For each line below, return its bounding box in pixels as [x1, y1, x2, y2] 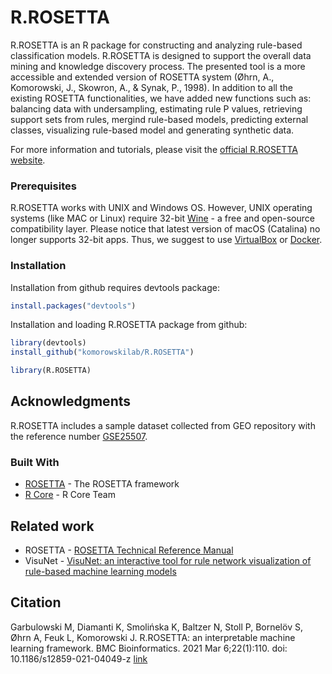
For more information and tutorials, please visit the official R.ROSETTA [10, 143, 298, 155]
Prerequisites [10, 179, 77, 193]
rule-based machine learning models [24, 565, 177, 577]
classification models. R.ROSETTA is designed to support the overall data [10, 49, 312, 61]
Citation [10, 594, 62, 611]
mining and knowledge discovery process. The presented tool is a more [10, 60, 306, 72]
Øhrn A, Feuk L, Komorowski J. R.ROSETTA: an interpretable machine [10, 631, 296, 643]
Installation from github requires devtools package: [10, 281, 220, 293]
